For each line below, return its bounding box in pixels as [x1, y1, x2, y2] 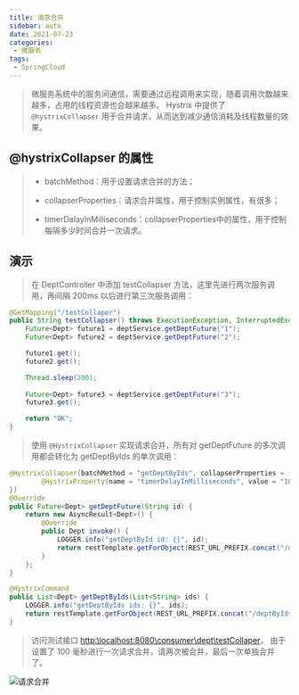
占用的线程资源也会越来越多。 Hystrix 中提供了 [54, 99, 226, 110]
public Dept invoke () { [41, 527, 129, 536]
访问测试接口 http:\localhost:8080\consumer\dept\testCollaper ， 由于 [30, 634, 287, 645]
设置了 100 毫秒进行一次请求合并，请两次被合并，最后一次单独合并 [30, 646, 276, 657]
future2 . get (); [25, 357, 82, 366]
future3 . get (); [25, 398, 82, 407]
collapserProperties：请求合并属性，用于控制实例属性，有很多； [44, 194, 280, 205]
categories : [9, 37, 53, 47]
